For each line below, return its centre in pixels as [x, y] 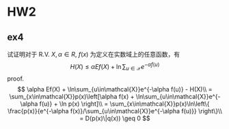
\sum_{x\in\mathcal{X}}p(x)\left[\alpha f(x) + [72, 97]
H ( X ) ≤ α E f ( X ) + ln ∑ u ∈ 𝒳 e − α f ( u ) [115, 67]
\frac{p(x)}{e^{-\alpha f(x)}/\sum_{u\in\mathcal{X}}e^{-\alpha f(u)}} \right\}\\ [115, 111]
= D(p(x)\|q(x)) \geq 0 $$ [115, 118]
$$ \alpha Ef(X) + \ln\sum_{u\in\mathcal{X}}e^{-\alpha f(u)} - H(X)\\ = [115, 89]
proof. [15, 78]
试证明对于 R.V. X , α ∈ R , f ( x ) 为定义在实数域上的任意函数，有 [94, 54]
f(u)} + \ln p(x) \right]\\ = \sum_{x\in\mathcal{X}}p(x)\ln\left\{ [124, 104]
